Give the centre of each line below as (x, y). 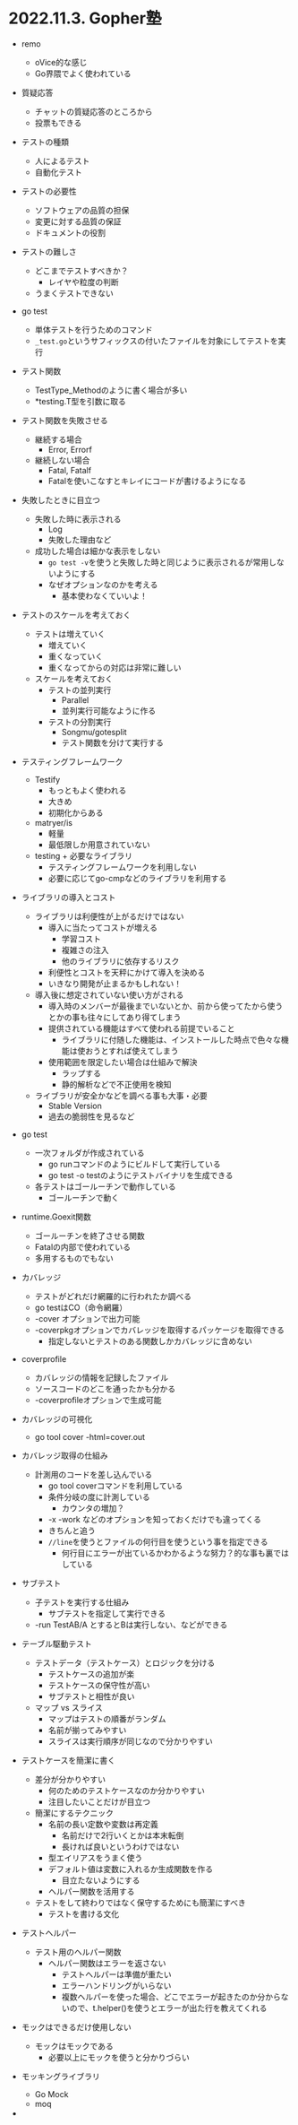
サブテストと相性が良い (91, 1696)
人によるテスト (62, 160)
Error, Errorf (70, 449)
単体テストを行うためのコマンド (94, 329)
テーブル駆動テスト (56, 1644)
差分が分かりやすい (70, 1779)
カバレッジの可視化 (57, 1418)
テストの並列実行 (80, 690)
